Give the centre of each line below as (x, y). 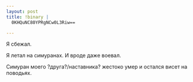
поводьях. (19, 73)
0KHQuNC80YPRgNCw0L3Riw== (44, 22)
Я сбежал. (19, 44)
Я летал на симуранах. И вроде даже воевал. (64, 56)
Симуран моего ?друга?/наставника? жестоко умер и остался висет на (97, 67)
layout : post (22, 11)
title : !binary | (28, 17)
